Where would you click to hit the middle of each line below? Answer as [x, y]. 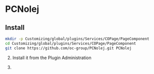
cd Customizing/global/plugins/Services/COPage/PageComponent [71, 43]
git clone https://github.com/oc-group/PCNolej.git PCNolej [69, 48]
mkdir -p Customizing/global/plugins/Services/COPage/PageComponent [77, 39]
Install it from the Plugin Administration [52, 58]
